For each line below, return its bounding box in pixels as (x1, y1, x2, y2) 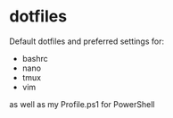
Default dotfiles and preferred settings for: (9, 36, 165, 46)
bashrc (21, 53, 49, 63)
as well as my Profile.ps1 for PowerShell (9, 98, 155, 109)
